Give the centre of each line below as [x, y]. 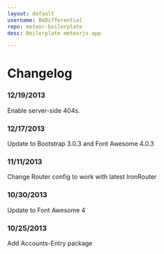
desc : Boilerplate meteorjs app [54, 33]
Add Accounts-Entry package [50, 243]
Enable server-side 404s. [44, 110]
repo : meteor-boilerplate [45, 26]
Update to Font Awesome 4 [46, 210]
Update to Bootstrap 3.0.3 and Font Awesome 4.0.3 [81, 144]
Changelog [40, 73]
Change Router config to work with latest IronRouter [82, 177]
